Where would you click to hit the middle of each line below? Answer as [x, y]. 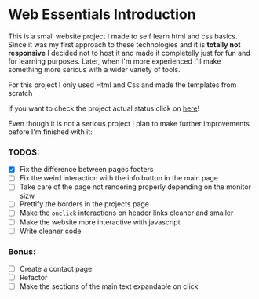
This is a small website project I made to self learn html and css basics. [123, 36]
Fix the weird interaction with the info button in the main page [119, 178]
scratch [20, 93]
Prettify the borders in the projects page [84, 204]
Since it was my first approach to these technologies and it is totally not [124, 44]
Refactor [33, 278]
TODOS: [24, 152]
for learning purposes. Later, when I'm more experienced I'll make [115, 61]
